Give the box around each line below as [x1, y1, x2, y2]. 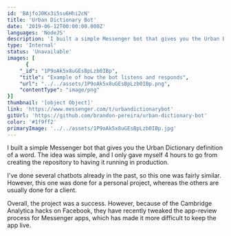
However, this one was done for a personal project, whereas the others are [7, 179, 219, 187]
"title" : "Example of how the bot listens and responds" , [19, 73, 189, 81]
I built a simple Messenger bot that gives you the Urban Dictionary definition [7, 143, 223, 152]
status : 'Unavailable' [7, 49, 72, 56]
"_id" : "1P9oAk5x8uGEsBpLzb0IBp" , [19, 67, 118, 74]
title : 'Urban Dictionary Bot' [7, 16, 97, 23]
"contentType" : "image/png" [19, 86, 100, 93]
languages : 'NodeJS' [7, 29, 67, 36]
